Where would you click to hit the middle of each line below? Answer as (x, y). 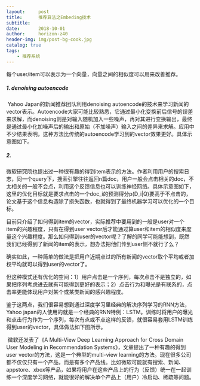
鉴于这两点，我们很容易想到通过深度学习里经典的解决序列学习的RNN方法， (98, 304)
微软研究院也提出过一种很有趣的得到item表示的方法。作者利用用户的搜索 (95, 171)
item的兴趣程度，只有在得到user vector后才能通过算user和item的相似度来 (96, 229)
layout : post (28, 12)
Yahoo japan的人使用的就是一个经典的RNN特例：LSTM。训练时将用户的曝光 (100, 312)
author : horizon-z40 (37, 34)
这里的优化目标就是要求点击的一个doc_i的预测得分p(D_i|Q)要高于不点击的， (99, 194)
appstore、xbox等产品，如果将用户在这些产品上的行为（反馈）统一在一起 (96, 369)
